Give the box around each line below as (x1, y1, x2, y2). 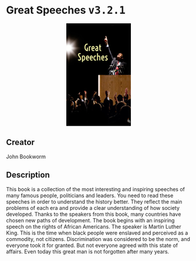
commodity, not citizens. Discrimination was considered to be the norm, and (6, 235, 191, 242)
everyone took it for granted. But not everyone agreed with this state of (6, 242, 178, 249)
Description (6, 170, 50, 180)
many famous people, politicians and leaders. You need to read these (6, 192, 174, 199)
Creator (6, 137, 35, 147)
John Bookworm (6, 153, 46, 160)
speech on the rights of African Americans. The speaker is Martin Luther (6, 223, 182, 230)
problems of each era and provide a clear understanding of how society (6, 204, 180, 211)
